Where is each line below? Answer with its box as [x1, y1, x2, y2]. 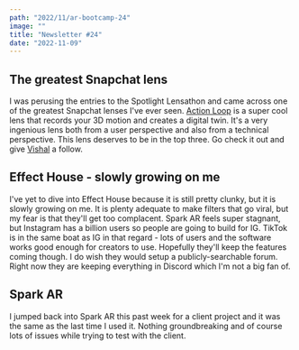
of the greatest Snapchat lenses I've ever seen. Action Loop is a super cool [9, 106, 288, 116]
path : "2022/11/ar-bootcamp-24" [9, 13, 131, 23]
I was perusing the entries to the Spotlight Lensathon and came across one [9, 96, 288, 106]
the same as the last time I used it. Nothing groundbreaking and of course [9, 320, 283, 331]
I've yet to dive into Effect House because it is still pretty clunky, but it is [9, 193, 276, 204]
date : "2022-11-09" [9, 38, 83, 48]
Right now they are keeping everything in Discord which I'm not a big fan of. [9, 261, 291, 272]
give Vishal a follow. [9, 143, 83, 154]
